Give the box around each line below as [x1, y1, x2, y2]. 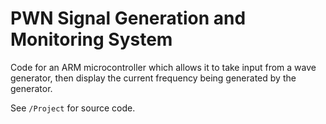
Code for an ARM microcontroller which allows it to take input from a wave [10, 61, 317, 73]
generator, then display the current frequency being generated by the [10, 72, 297, 84]
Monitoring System [10, 28, 173, 51]
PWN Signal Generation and [10, 7, 247, 30]
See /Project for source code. [10, 102, 136, 114]
